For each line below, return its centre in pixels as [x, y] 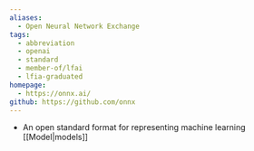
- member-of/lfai [50, 69]
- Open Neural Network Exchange [79, 26]
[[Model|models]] [55, 137]
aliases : [26, 18]
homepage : [28, 85]
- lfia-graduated [50, 77]
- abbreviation [46, 43]
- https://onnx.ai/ [54, 93]
